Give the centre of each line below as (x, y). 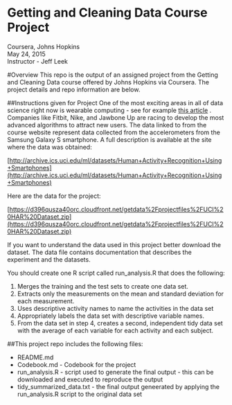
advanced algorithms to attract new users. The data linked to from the (107, 125)
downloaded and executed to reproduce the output (90, 379)
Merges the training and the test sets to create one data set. (102, 286)
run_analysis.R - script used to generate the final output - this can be (115, 372)
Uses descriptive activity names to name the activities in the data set (115, 308)
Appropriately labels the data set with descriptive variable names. (110, 316)
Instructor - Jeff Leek (37, 61)
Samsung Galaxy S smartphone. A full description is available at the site (110, 139)
